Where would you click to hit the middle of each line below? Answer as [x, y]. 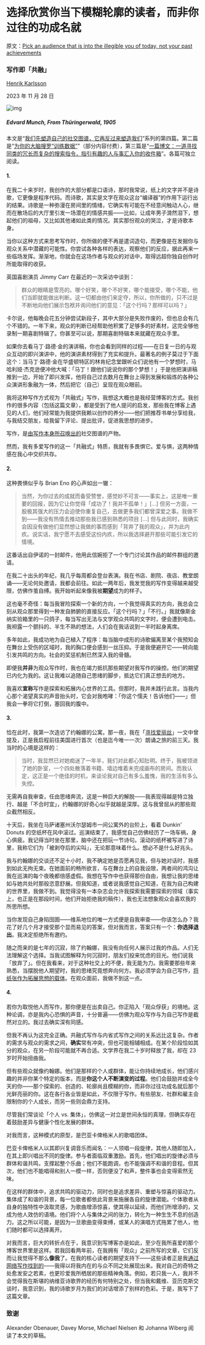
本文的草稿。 [33, 1336]
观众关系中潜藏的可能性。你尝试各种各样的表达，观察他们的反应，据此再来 [100, 249]
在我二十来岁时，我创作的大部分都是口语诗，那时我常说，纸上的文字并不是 [100, 190]
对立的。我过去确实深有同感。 [49, 1022]
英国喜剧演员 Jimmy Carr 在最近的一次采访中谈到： [71, 277]
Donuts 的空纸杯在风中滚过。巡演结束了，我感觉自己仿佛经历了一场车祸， [99, 832]
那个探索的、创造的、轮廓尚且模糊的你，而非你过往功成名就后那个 [116, 1086]
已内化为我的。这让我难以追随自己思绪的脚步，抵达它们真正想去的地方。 [97, 675]
